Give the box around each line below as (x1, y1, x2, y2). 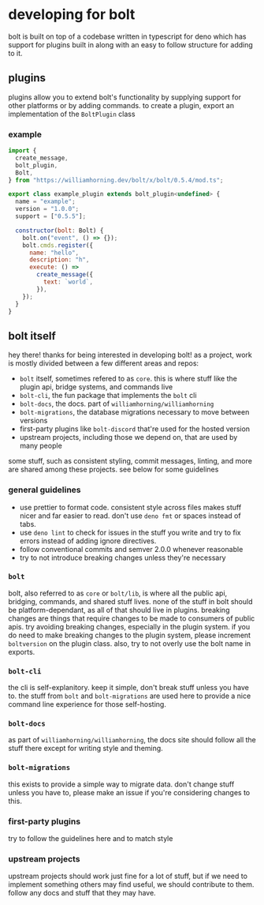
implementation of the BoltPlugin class (8, 109, 136, 118)
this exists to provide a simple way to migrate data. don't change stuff (8, 779, 235, 789)
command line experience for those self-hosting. (8, 700, 167, 709)
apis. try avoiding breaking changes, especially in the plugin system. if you (8, 621, 251, 631)
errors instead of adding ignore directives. (19, 535, 157, 546)
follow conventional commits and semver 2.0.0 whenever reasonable (19, 544, 244, 554)
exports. (8, 647, 35, 656)
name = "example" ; (15, 197, 76, 206)
